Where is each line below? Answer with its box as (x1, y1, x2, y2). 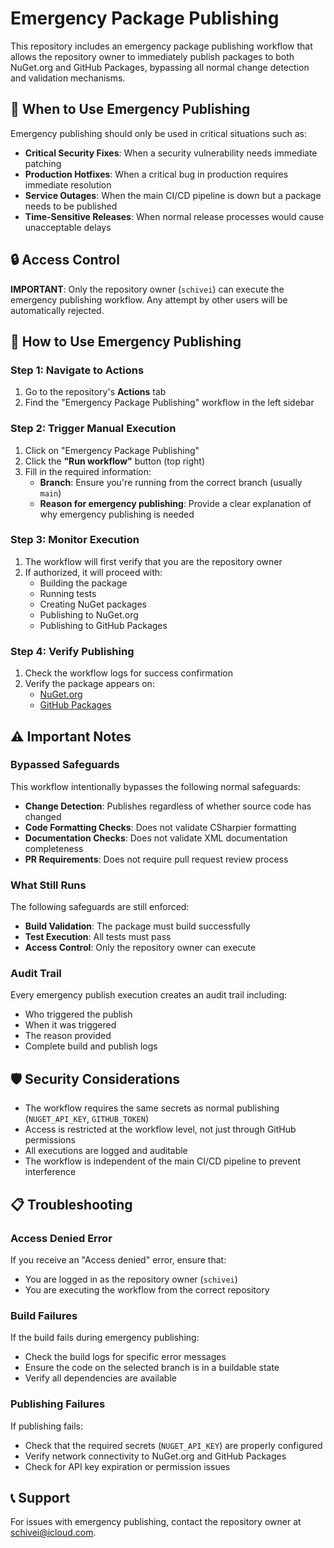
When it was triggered (24, 1019, 117, 1031)
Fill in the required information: (24, 465, 152, 477)
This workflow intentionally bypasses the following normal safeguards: (10, 780, 301, 792)
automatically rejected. (10, 304, 105, 316)
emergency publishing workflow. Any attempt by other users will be (10, 293, 288, 306)
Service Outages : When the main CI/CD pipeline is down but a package (24, 189, 322, 201)
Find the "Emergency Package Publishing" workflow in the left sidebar (24, 397, 315, 409)
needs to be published (24, 200, 118, 212)
